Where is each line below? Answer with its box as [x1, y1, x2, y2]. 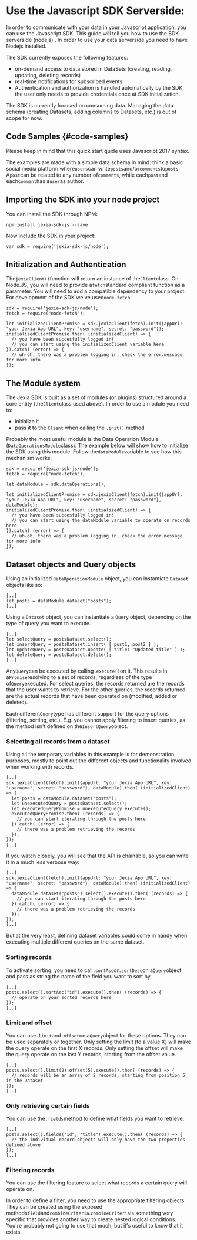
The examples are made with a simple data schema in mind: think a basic [6, 158, 183, 166]
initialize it [14, 418, 39, 425]
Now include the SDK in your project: [6, 232, 96, 239]
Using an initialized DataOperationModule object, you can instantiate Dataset [6, 575, 189, 582]
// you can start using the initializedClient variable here [11, 341, 165, 348]
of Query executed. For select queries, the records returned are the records [6, 680, 185, 687]
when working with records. [6, 763, 74, 771]
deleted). [6, 699, 28, 706]
